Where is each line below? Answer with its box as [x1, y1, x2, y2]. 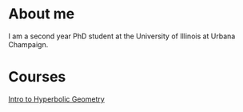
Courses [8, 68, 66, 86]
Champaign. [8, 39, 49, 49]
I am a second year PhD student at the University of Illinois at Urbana [8, 31, 236, 41]
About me [8, 5, 75, 23]
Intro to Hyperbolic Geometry [8, 94, 106, 104]
